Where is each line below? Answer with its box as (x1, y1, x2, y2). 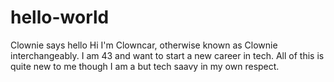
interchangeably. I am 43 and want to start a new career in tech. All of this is (10, 49, 325, 61)
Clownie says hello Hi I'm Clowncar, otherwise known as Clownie (10, 39, 278, 51)
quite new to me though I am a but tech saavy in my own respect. (10, 60, 280, 72)
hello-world (10, 6, 110, 29)
